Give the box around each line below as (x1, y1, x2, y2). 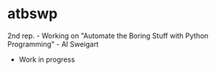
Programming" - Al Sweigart (7, 39, 99, 48)
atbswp (7, 5, 58, 23)
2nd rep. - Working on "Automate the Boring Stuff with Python (7, 31, 209, 40)
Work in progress (18, 55, 76, 64)
